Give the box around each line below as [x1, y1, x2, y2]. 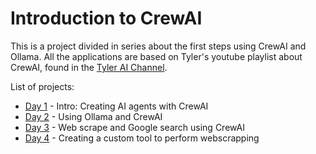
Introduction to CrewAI [10, 7, 203, 30]
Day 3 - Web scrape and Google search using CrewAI [24, 121, 245, 133]
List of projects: [10, 80, 75, 92]
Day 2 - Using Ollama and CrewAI [24, 110, 163, 122]
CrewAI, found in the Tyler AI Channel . [10, 61, 168, 73]
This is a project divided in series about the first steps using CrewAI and [10, 40, 307, 52]
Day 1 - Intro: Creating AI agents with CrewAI [24, 100, 209, 112]
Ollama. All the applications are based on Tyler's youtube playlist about [10, 50, 303, 62]
